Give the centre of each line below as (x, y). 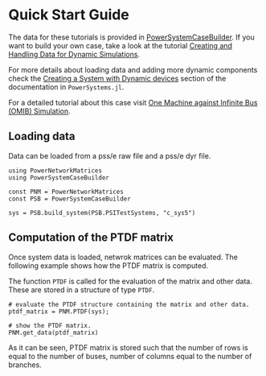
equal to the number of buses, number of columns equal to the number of (130, 356)
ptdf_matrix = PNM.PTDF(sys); (59, 312)
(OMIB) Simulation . (39, 111)
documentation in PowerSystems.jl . (66, 87)
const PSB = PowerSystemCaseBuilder (70, 199)
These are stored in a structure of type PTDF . (82, 289)
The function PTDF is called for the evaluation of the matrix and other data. (131, 281)
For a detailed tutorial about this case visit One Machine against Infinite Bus (133, 102)
